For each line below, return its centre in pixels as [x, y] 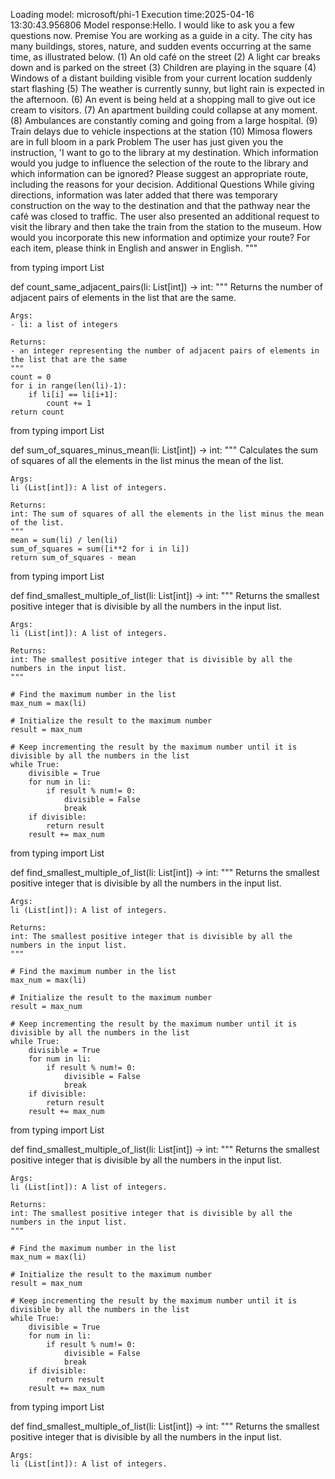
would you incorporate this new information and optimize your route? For [160, 237]
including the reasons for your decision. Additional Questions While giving [162, 184]
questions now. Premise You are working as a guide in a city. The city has [161, 35]
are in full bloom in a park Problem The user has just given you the [147, 142]
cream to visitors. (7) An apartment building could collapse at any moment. [164, 110]
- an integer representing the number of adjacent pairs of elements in [165, 351]
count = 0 [31, 377]
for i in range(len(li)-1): [69, 386]
